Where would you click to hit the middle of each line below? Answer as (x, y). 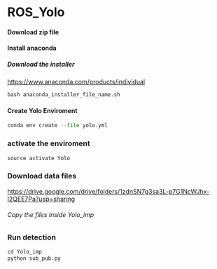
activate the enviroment (49, 143)
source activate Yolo (39, 158)
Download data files (42, 176)
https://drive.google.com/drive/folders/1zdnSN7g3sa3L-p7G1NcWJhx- (108, 191)
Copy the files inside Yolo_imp (51, 215)
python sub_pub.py (34, 258)
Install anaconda (32, 48)
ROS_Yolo (36, 12)
